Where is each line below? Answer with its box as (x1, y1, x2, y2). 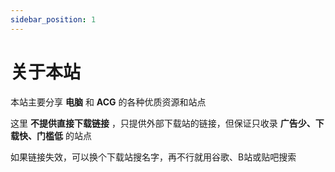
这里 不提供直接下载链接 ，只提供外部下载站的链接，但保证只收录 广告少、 (10, 117, 316, 129)
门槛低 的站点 (36, 129, 92, 141)
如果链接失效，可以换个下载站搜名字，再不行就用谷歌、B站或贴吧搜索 (10, 151, 297, 163)
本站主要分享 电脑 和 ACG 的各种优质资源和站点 (10, 96, 207, 108)
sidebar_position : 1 (10, 14, 97, 25)
